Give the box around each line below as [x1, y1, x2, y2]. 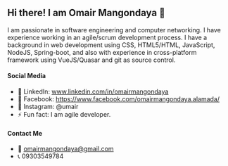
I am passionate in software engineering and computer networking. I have [7, 25, 222, 34]
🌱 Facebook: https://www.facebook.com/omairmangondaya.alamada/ [17, 95, 220, 103]
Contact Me [7, 129, 43, 137]
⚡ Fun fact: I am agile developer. [17, 110, 111, 119]
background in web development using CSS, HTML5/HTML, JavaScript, [7, 40, 215, 49]
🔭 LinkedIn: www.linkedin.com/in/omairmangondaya [17, 87, 169, 96]
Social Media [7, 72, 46, 80]
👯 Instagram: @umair [17, 103, 79, 111]
